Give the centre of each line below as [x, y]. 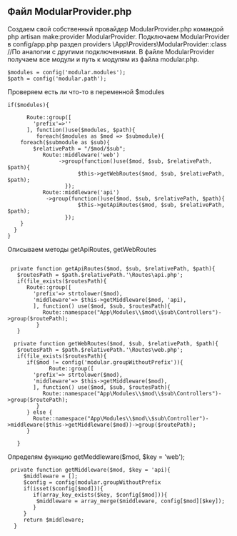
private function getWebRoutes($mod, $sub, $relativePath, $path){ [116, 343]
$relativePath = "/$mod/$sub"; [80, 148]
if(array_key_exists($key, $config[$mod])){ [100, 495]
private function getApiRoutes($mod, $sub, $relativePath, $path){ [113, 268]
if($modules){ [29, 105]
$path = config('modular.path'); [57, 79]
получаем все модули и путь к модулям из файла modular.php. [104, 59]
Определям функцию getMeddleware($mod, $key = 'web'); [96, 457]
